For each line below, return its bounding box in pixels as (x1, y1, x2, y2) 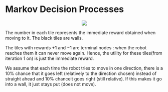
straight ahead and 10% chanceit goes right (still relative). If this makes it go (5, 75, 162, 81)
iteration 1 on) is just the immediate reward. (5, 55, 94, 61)
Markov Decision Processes (5, 4, 124, 15)
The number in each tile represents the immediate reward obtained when (5, 29, 156, 36)
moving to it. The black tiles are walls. (5, 35, 83, 41)
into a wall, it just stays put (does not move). (5, 81, 96, 87)
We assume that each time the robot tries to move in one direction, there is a (5, 65, 163, 71)
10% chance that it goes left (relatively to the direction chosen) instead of (5, 70, 157, 76)
